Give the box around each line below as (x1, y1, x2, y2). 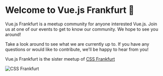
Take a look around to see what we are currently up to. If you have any (5, 41, 150, 47)
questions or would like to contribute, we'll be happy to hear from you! (5, 46, 149, 52)
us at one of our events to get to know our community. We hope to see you (5, 26, 159, 32)
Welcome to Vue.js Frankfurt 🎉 (5, 4, 135, 16)
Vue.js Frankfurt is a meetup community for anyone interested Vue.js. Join (5, 21, 158, 27)
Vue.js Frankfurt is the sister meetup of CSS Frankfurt (5, 56, 115, 62)
